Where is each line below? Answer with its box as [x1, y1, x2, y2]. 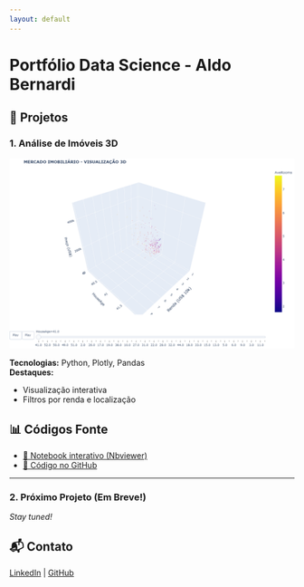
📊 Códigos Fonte [9, 421, 109, 437]
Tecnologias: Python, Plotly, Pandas [9, 358, 146, 369]
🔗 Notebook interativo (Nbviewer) [22, 449, 147, 461]
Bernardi [9, 73, 76, 94]
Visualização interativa [22, 385, 108, 396]
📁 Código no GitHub [22, 459, 98, 470]
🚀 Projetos [9, 110, 69, 126]
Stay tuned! [9, 512, 52, 523]
